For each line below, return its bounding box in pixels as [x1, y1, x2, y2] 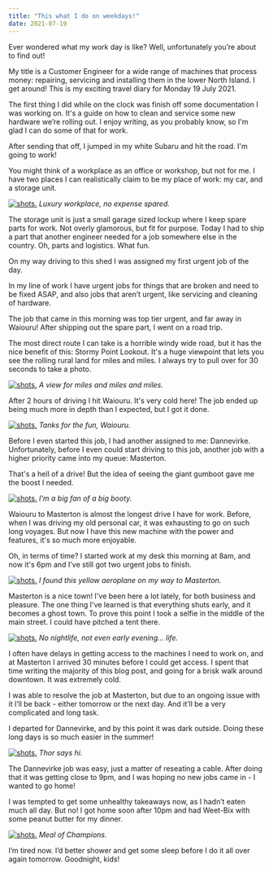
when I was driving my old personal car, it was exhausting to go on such [8, 518, 250, 528]
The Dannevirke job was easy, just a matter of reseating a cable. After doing [8, 763, 262, 773]
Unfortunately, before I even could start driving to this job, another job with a [8, 445, 265, 454]
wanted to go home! [8, 781, 76, 791]
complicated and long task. [8, 708, 99, 717]
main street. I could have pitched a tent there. [8, 616, 161, 627]
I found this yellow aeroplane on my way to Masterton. [38, 575, 222, 585]
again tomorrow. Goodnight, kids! [8, 854, 120, 864]
